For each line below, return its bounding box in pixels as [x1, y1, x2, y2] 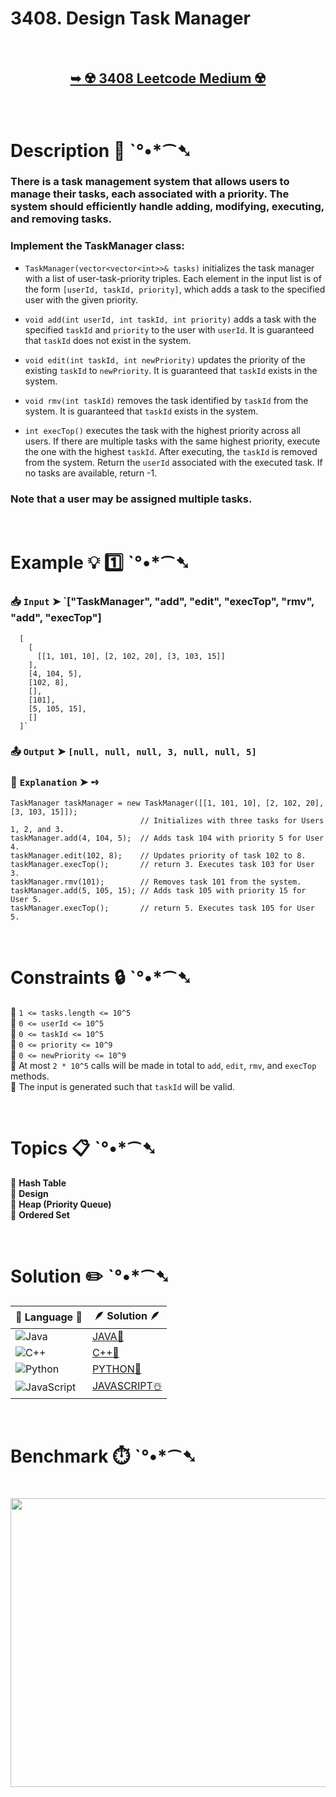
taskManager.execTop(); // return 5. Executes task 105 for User [10, 903, 315, 913]
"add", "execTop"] [10, 611, 102, 625]
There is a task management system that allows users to [10, 175, 290, 189]
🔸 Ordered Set [10, 1208, 70, 1221]
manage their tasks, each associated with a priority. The [10, 187, 290, 201]
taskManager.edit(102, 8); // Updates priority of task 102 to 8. [10, 850, 307, 861]
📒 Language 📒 [15, 1310, 83, 1324]
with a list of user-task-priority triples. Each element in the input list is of [24, 272, 322, 284]
